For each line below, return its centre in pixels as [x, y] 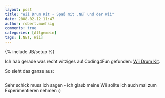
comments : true [21, 28]
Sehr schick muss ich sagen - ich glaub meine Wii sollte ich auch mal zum [81, 85]
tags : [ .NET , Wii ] [24, 38]
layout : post [19, 10]
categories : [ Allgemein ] [31, 33]
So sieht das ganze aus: [30, 71]
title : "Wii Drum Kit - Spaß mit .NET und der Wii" [60, 14]
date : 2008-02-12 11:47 [30, 19]
